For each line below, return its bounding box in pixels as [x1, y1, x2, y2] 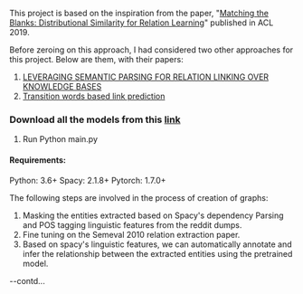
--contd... [9, 275, 45, 286]
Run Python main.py [22, 134, 98, 145]
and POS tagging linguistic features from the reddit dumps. [22, 219, 242, 230]
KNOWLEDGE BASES [22, 81, 102, 91]
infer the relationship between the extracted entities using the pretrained [22, 248, 293, 259]
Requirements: [9, 154, 66, 166]
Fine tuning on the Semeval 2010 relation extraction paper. [22, 229, 241, 240]
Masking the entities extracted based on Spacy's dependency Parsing [22, 210, 284, 221]
